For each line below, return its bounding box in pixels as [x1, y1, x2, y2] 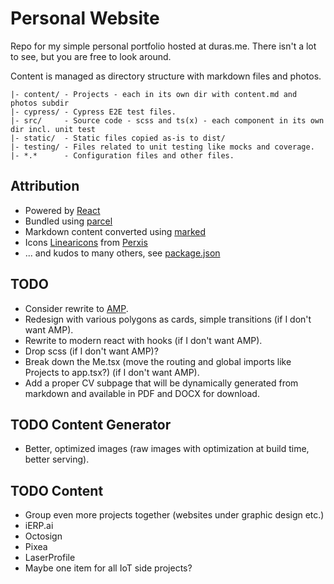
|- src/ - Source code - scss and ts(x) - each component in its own [10, 115, 325, 126]
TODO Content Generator [10, 416, 172, 433]
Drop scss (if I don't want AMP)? [24, 345, 159, 357]
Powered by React [24, 204, 101, 216]
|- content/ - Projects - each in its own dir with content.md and [10, 89, 298, 99]
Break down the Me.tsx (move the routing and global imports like [24, 355, 292, 367]
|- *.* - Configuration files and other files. [10, 150, 235, 161]
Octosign [24, 530, 63, 542]
